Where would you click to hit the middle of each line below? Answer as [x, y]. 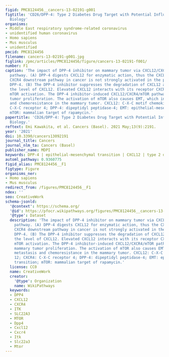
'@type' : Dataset [28, 216]
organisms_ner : [21, 173]
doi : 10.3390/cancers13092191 [37, 136]
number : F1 [17, 66]
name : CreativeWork [30, 272]
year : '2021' [19, 131]
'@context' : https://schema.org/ [45, 206]
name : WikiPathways [35, 286]
